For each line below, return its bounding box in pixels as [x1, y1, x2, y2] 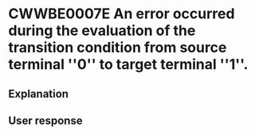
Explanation [8, 87, 69, 100]
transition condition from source [8, 39, 227, 56]
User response [8, 114, 83, 127]
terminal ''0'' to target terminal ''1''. [8, 56, 249, 74]
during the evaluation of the [8, 21, 196, 40]
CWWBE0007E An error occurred [8, 5, 235, 23]
